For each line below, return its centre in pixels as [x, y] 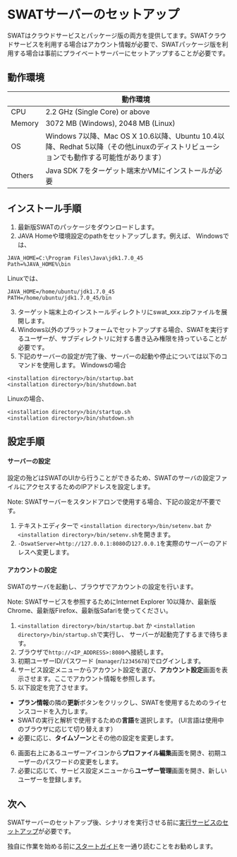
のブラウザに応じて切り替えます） [67, 729]
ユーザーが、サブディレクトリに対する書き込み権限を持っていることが [125, 338]
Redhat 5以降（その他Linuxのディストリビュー [136, 146]
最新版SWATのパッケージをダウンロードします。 [88, 226]
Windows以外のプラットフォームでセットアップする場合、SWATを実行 [120, 329]
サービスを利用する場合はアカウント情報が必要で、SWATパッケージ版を [117, 44]
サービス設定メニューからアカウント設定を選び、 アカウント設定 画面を [120, 670]
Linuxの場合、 [28, 398]
